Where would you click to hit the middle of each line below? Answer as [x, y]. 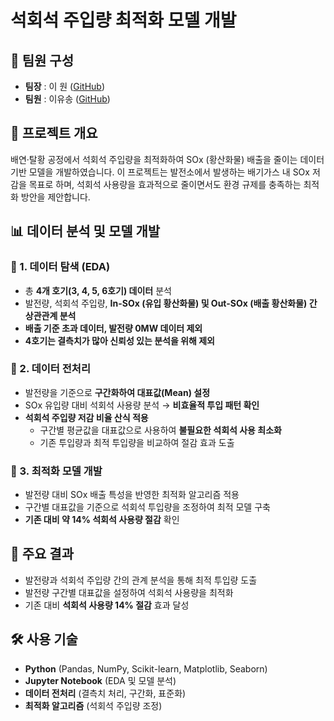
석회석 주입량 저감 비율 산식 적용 [86, 417]
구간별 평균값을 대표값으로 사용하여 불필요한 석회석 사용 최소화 [160, 430]
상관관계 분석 [50, 315]
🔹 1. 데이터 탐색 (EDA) [60, 267]
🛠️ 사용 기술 [44, 639]
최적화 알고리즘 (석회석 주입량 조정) [93, 705]
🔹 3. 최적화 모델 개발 [56, 471]
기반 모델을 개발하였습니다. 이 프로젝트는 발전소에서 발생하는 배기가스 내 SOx [160, 172]
